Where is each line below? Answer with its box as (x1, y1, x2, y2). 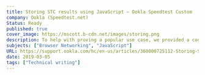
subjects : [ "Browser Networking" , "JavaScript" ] (6, 43, 132, 49)
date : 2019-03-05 (6, 54, 51, 60)
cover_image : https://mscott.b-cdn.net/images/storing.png (6, 31, 160, 37)
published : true (6, 25, 48, 32)
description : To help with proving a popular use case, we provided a (6, 37, 190, 43)
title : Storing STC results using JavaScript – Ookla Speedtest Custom (6, 8, 192, 15)
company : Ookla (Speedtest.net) (6, 15, 88, 21)
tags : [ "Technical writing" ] (6, 59, 81, 65)
